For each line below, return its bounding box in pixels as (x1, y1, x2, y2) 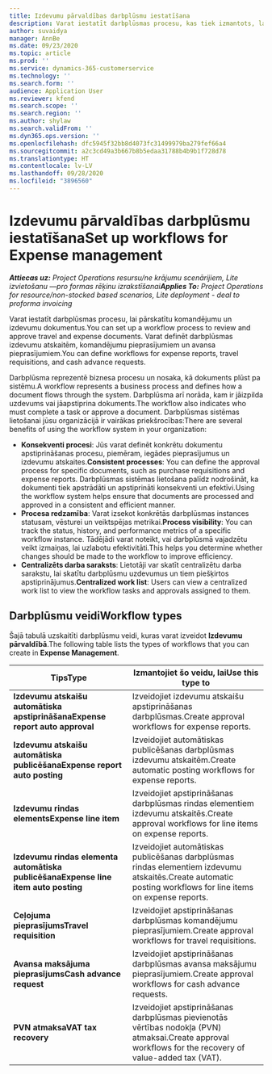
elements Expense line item (13, 812, 120, 824)
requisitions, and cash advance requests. (9, 357, 146, 367)
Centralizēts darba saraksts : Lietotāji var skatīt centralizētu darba (20, 560, 241, 569)
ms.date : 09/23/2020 (9, 42, 79, 50)
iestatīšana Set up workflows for (9, 229, 228, 247)
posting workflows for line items (132, 881, 253, 892)
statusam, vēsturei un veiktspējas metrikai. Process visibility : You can (20, 517, 253, 527)
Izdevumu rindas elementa (13, 851, 119, 862)
